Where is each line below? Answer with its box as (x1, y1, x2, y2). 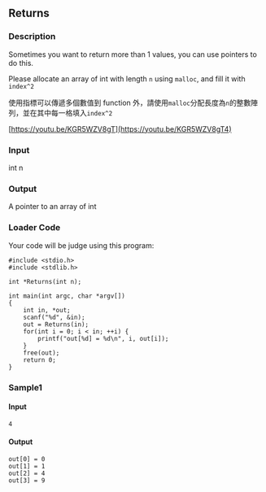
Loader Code (8, 222, 61, 233)
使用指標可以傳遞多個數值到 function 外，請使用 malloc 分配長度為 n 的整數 (8, 98, 251, 107)
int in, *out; (23, 306, 71, 314)
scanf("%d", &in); (23, 313, 85, 321)
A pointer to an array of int (8, 202, 97, 211)
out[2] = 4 (8, 469, 46, 477)
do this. (8, 58, 34, 67)
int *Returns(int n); (8, 277, 82, 285)
